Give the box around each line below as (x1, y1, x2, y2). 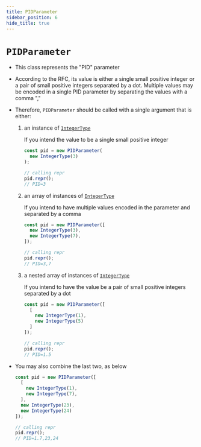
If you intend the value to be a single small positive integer (23, 136, 169, 144)
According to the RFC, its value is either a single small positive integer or (14, 75, 195, 83)
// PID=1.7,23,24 (14, 436, 59, 442)
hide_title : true (6, 20, 50, 26)
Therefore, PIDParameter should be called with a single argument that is (14, 106, 192, 113)
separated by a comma (23, 210, 81, 217)
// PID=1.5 (23, 351, 52, 358)
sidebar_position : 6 (6, 14, 58, 21)
